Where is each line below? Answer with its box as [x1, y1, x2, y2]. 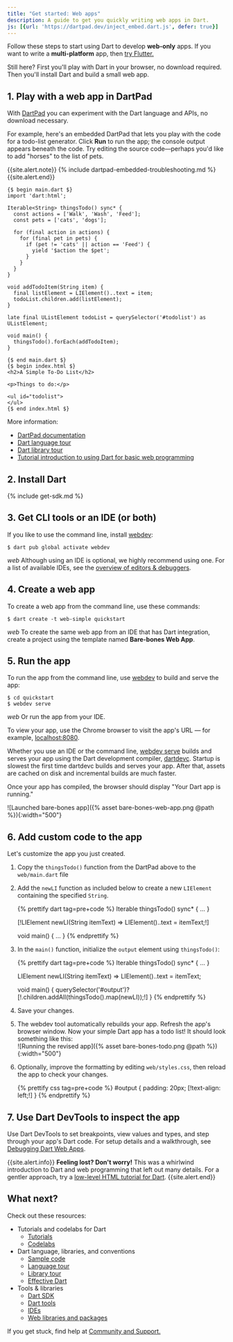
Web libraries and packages [27, 1313, 108, 1322]
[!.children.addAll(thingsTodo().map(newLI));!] [17, 993, 148, 1001]
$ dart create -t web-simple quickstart [7, 615, 126, 622]
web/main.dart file [17, 871, 69, 879]
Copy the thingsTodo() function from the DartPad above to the [17, 863, 196, 871]
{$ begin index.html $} [7, 363, 76, 370]
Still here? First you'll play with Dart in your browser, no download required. [7, 63, 222, 72]
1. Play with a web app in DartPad [7, 90, 153, 102]
